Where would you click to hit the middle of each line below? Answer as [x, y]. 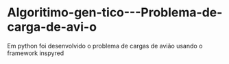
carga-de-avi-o [52, 27]
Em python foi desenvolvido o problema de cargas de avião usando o [105, 46]
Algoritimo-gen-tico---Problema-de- [115, 13]
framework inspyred [36, 53]
